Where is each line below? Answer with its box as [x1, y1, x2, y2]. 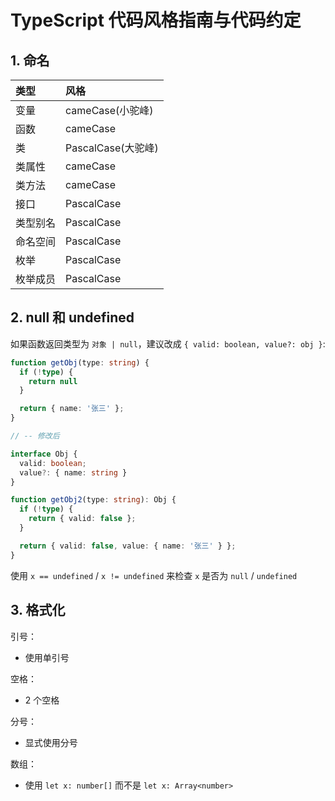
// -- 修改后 [10, 431, 60, 441]
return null [28, 376, 78, 386]
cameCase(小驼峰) [65, 104, 154, 117]
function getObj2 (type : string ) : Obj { [10, 495, 177, 505]
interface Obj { [10, 449, 78, 459]
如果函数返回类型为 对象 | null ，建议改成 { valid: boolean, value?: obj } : [10, 337, 326, 350]
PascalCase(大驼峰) [65, 141, 159, 155]
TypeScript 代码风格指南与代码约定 [10, 9, 302, 32]
